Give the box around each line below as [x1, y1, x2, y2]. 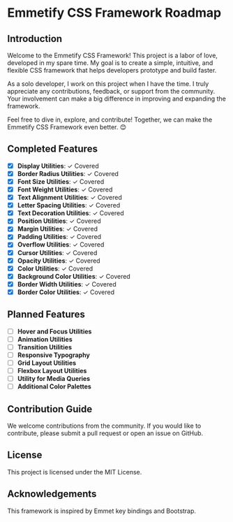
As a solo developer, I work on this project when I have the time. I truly [7, 80, 209, 88]
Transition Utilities [17, 342, 72, 351]
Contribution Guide [7, 403, 93, 415]
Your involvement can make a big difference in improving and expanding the [7, 94, 227, 103]
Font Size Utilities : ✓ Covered [17, 177, 105, 186]
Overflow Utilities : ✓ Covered [17, 240, 105, 249]
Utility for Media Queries [17, 375, 91, 383]
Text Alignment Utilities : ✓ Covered [17, 194, 122, 202]
